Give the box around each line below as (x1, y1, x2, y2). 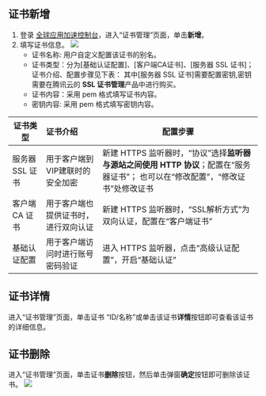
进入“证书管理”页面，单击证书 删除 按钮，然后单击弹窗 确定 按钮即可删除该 (8, 370, 244, 379)
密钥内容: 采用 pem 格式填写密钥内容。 (31, 99, 158, 109)
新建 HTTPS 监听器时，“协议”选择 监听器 (102, 147, 251, 158)
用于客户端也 (46, 197, 94, 208)
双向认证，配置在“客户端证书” (102, 215, 213, 227)
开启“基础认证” (121, 254, 177, 265)
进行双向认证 (46, 221, 94, 232)
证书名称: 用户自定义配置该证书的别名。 (31, 50, 161, 59)
